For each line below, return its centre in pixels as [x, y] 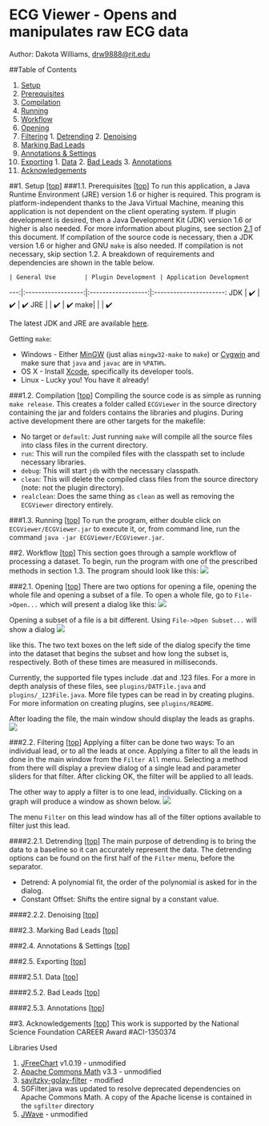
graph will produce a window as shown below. [85, 801]
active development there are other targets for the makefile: [108, 421]
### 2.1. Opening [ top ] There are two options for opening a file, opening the [133, 586]
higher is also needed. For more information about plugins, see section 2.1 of [135, 228]
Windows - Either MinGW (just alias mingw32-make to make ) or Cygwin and [140, 354]
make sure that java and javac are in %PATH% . [94, 363]
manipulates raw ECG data [99, 32]
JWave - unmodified [54, 1114]
